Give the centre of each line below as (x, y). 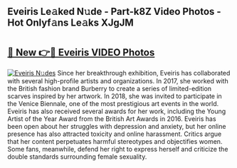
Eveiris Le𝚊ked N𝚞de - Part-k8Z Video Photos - (115, 12)
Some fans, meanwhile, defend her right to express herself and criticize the (118, 149)
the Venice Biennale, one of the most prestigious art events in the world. (113, 104)
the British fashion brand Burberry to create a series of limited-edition (110, 89)
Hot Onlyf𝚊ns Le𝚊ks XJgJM (70, 23)
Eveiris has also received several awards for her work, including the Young (117, 111)
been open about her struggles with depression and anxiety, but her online (117, 126)
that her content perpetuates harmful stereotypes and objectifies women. (115, 141)
